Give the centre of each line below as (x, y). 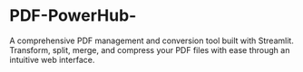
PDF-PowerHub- (73, 16)
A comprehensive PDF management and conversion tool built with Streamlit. (152, 40)
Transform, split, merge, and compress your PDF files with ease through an (150, 49)
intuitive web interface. (52, 59)
